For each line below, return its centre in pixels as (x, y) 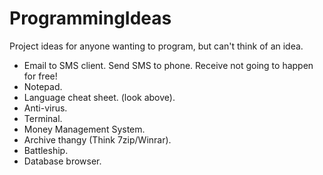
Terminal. (43, 118)
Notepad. (43, 86)
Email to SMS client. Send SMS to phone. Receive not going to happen (168, 65)
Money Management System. (84, 129)
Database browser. (62, 161)
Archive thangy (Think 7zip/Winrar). (97, 139)
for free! (40, 76)
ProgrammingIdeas (90, 18)
